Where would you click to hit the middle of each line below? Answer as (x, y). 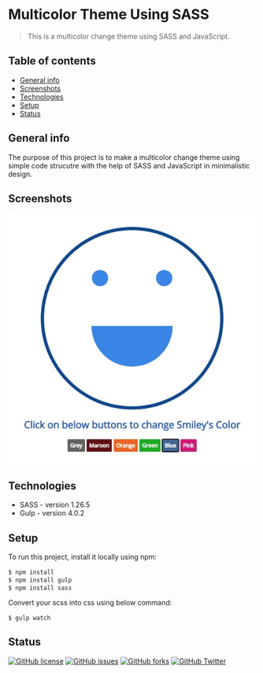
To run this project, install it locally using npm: (83, 557)
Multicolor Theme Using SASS (109, 15)
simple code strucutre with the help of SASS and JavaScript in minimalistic (129, 165)
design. (20, 174)
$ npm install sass (40, 588)
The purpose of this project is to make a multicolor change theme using (124, 157)
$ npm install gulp (40, 580)
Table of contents (52, 61)
